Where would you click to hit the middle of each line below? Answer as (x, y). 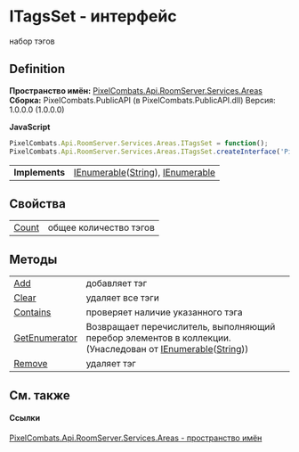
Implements (39, 172)
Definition (37, 69)
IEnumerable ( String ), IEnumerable (145, 172)
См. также (40, 395)
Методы (33, 259)
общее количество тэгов (101, 227)
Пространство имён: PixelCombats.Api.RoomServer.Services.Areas (136, 90)
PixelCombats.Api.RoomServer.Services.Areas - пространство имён (136, 438)
